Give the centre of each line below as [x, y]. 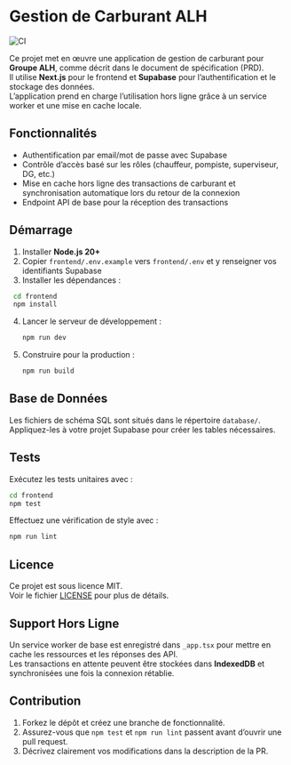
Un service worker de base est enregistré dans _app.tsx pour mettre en [140, 644]
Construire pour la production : [78, 355]
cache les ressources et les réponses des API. [94, 654]
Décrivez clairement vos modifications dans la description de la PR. [145, 751]
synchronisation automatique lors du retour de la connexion [131, 192]
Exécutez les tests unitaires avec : [71, 479]
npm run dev [44, 338]
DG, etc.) [39, 173]
